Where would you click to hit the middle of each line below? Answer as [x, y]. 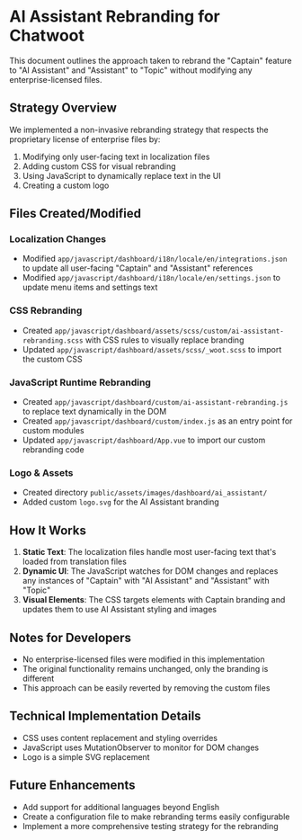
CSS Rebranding [46, 310]
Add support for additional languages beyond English [121, 807]
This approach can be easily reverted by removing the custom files [146, 688]
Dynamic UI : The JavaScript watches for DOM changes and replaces [150, 571]
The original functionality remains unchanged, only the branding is [145, 668]
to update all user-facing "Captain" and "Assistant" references [138, 268]
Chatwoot [47, 36]
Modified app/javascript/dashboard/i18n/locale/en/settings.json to [151, 278]
